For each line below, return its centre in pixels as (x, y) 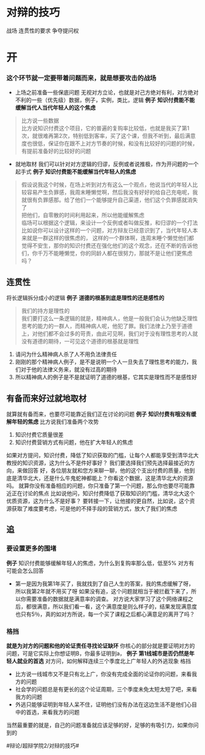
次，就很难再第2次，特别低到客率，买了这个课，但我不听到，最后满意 (109, 136)
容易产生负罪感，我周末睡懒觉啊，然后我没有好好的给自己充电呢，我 (112, 192)
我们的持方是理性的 (45, 311)
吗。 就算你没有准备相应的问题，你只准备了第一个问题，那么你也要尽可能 (98, 486)
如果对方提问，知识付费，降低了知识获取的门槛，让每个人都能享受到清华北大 (103, 456)
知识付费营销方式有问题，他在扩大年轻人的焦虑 (74, 442)
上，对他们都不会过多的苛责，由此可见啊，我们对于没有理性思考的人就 (110, 334)
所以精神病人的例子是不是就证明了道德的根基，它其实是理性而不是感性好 (106, 377)
